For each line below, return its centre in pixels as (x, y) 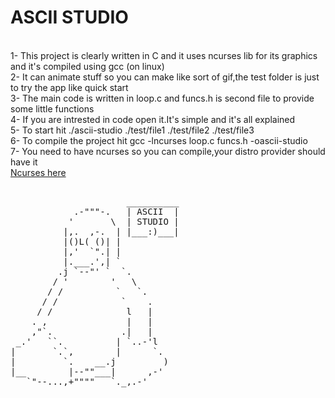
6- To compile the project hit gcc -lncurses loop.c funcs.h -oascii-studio (159, 140)
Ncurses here (38, 172)
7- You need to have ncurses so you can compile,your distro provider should (168, 151)
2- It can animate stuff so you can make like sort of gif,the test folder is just (165, 77)
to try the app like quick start (69, 87)
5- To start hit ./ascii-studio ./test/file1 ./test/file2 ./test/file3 (132, 130)
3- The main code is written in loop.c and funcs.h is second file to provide (162, 98)
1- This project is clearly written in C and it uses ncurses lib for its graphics (164, 55)
